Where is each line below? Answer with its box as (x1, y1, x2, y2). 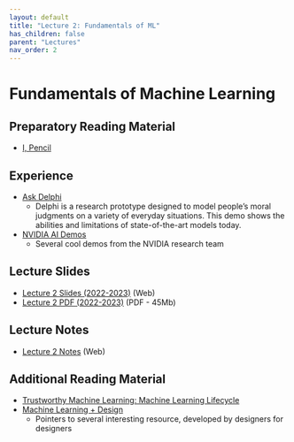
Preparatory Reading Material (9, 118, 175, 133)
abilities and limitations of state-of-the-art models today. (35, 219, 242, 230)
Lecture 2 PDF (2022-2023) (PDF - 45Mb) (21, 297, 176, 308)
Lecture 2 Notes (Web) (21, 346, 106, 356)
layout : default (9, 12, 69, 22)
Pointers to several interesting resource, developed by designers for (35, 414, 283, 424)
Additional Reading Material (9, 371, 166, 386)
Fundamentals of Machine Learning (9, 84, 276, 104)
